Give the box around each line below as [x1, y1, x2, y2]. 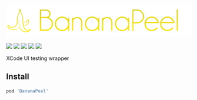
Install [6, 72, 29, 82]
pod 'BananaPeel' [6, 88, 49, 94]
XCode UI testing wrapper [6, 55, 70, 62]
